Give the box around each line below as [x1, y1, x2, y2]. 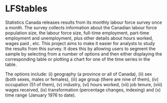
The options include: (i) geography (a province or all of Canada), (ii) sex [5, 71, 152, 77]
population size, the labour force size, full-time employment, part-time [5, 30, 150, 36]
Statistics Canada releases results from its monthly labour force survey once [5, 19, 162, 25]
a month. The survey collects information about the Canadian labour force [5, 24, 157, 30]
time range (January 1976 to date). [5, 92, 76, 98]
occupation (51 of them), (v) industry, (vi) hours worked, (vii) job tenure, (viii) [5, 81, 163, 87]
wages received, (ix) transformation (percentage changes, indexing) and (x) [5, 87, 161, 93]
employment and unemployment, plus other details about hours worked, [5, 35, 154, 41]
